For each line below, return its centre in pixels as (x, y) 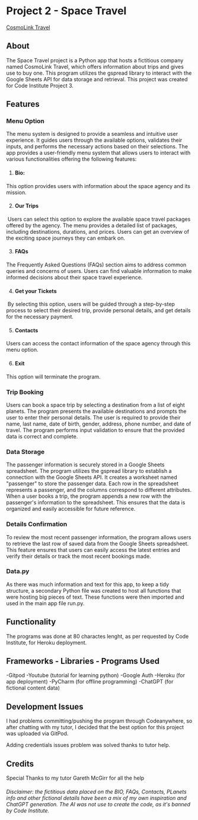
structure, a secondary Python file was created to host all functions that (94, 590)
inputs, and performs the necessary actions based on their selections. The (97, 147)
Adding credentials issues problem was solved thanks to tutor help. (88, 745)
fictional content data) (33, 688)
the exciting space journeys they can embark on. (66, 238)
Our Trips (27, 206)
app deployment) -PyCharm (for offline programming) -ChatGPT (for (90, 682)
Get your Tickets (36, 291)
